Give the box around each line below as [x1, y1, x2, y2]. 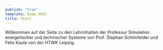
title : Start [5, 16, 32, 21]
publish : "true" [5, 7, 38, 12]
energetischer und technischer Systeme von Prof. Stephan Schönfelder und [5, 34, 158, 40]
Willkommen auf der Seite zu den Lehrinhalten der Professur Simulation [5, 30, 150, 35]
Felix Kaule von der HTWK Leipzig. [5, 40, 75, 46]
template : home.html [5, 12, 48, 17]
